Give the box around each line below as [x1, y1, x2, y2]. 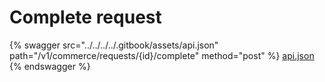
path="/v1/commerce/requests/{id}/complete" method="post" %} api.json [9, 49, 315, 61]
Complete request [9, 6, 162, 29]
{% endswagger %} [9, 60, 91, 72]
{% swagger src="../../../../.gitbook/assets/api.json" [9, 39, 219, 51]
